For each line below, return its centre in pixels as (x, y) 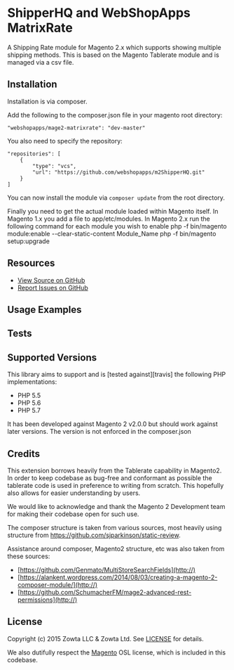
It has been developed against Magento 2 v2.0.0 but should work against (113, 424)
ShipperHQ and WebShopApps (99, 13)
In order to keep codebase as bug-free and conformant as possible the (110, 478)
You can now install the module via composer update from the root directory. (116, 198)
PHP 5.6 (29, 403)
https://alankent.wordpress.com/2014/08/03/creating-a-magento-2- (119, 577)
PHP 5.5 (29, 396)
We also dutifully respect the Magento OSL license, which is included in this (117, 652)
